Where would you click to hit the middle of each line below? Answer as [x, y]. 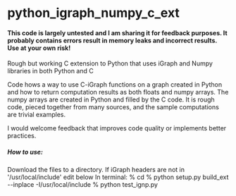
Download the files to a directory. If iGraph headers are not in [96, 170]
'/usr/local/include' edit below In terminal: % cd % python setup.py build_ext [118, 177]
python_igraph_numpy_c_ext [93, 13]
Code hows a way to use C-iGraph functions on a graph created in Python [115, 85]
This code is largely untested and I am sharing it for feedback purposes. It [117, 32]
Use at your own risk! [39, 48]
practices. [22, 136]
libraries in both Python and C [50, 71]
